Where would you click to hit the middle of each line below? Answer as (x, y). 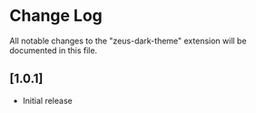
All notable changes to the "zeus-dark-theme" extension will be (128, 41)
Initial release (47, 100)
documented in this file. (54, 50)
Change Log (56, 16)
